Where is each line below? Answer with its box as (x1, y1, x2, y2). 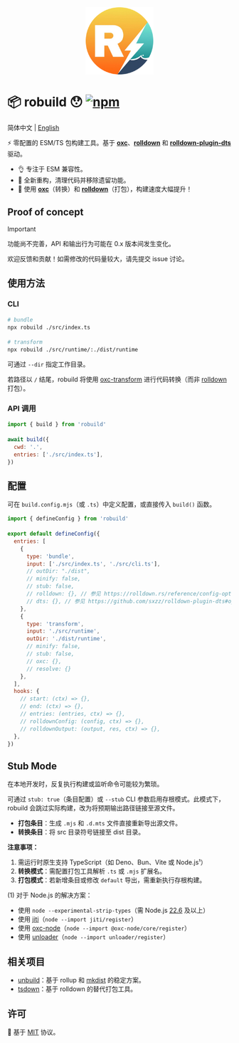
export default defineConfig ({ (7, 530, 100, 538)
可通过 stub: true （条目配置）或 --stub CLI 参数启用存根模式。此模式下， (7, 795, 225, 803)
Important (7, 224, 36, 233)
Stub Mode (7, 760, 57, 772)
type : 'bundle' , (26, 553, 75, 560)
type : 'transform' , (26, 620, 84, 628)
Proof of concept (7, 206, 84, 218)
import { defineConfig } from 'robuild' (7, 515, 129, 522)
